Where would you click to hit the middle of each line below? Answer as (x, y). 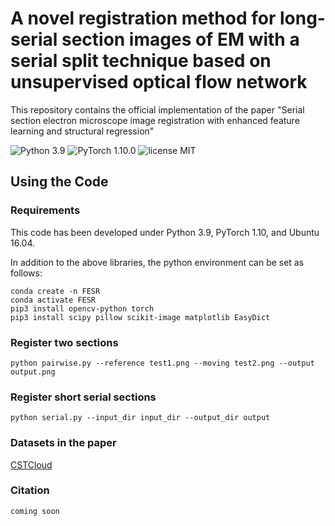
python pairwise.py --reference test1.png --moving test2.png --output (162, 363)
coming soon (35, 511)
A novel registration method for (143, 18)
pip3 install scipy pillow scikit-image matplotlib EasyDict (140, 317)
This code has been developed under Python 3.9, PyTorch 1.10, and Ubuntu (165, 232)
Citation (30, 490)
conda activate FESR (53, 300)
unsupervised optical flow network (159, 82)
